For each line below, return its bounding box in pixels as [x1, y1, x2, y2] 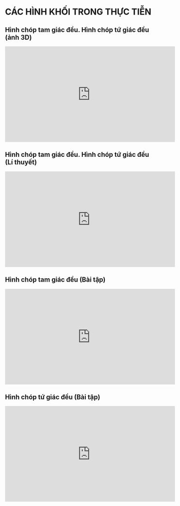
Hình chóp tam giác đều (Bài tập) [5, 276, 106, 284]
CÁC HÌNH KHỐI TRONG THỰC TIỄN [5, 6, 151, 17]
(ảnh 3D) [5, 33, 32, 41]
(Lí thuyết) [5, 158, 37, 167]
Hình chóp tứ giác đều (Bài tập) [5, 393, 100, 402]
